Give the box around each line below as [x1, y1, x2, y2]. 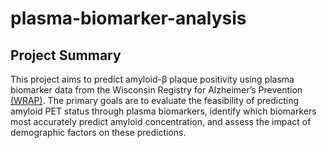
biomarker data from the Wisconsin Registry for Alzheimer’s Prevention [10, 84, 303, 96]
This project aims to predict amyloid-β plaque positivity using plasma [10, 73, 295, 85]
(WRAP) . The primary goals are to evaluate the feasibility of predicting [10, 95, 300, 106]
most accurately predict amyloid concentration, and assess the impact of [10, 116, 312, 127]
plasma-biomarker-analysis [10, 7, 247, 30]
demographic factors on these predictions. [10, 127, 187, 138]
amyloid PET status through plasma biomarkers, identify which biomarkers [10, 105, 317, 117]
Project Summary [10, 47, 122, 64]
